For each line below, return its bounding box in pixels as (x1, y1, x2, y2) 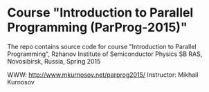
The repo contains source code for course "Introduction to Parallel (7, 42, 197, 50)
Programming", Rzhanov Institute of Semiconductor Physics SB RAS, (7, 50, 203, 58)
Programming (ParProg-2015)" (7, 19, 188, 35)
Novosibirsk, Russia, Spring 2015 (7, 57, 101, 65)
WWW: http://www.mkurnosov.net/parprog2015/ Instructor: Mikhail (7, 71, 199, 79)
